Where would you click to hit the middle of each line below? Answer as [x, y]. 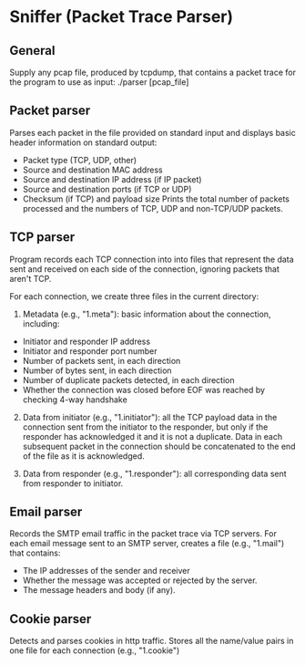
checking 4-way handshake [75, 400]
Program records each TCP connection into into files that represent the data [152, 259]
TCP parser [42, 238]
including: [41, 323]
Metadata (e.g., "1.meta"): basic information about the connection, [147, 314]
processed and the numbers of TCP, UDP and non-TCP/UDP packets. [153, 208]
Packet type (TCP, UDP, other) [80, 160]
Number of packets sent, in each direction [102, 360]
